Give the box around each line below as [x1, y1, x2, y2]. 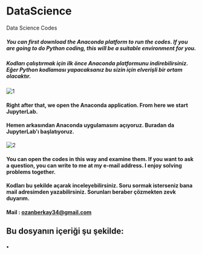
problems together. [6, 168, 56, 176]
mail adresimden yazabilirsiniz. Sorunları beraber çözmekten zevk [6, 188, 177, 195]
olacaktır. [6, 72, 31, 80]
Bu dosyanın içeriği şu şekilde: [6, 226, 124, 237]
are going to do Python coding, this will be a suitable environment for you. [6, 44, 197, 52]
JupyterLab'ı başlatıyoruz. [6, 128, 74, 135]
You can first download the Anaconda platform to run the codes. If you [6, 38, 188, 45]
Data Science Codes [6, 24, 57, 31]
